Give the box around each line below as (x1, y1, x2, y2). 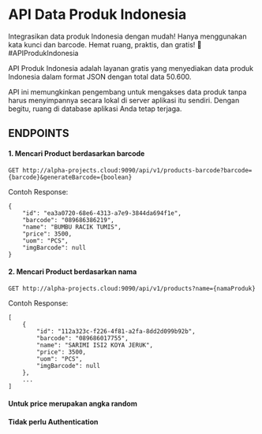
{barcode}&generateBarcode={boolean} (8, 173, 133, 181)
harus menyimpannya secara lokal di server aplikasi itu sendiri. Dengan (8, 95, 240, 105)
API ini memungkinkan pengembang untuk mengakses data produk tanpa (8, 87, 247, 96)
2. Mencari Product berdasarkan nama (8, 267, 137, 276)
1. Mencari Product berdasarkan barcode (8, 148, 145, 158)
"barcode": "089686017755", (36, 334, 129, 342)
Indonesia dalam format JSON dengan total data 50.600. (8, 72, 192, 81)
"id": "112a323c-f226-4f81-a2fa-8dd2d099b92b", (36, 327, 196, 336)
